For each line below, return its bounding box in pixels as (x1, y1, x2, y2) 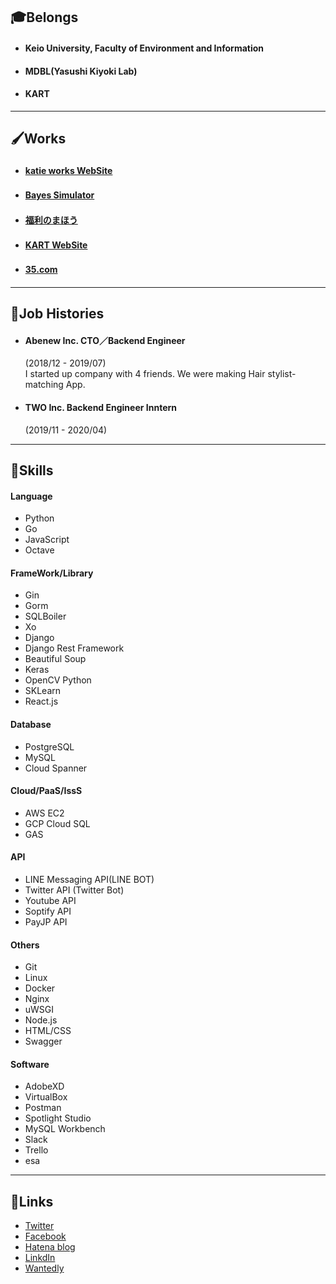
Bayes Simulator (24, 189, 95, 201)
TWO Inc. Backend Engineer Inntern (24, 401, 177, 413)
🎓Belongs (10, 9, 79, 26)
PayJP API (24, 915, 68, 928)
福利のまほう (24, 214, 78, 226)
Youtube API (24, 894, 77, 906)
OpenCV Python (24, 674, 92, 686)
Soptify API (24, 905, 72, 917)
